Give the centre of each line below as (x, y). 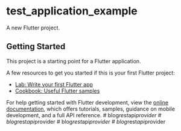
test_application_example (72, 11)
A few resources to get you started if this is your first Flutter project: (91, 73)
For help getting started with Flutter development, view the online (87, 102)
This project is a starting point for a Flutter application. (74, 61)
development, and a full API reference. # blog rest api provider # (84, 115)
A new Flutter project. (33, 28)
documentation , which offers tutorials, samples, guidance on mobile (91, 109)
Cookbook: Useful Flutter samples (57, 91)
